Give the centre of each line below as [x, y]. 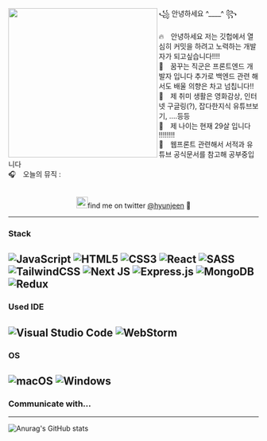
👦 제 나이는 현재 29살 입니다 [205, 126]
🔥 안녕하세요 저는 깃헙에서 [202, 36]
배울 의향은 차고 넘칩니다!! [214, 86]
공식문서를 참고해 [200, 154]
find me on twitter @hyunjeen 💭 [139, 205]
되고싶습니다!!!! [197, 56]
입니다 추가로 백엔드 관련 [212, 76]
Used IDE [26, 307]
